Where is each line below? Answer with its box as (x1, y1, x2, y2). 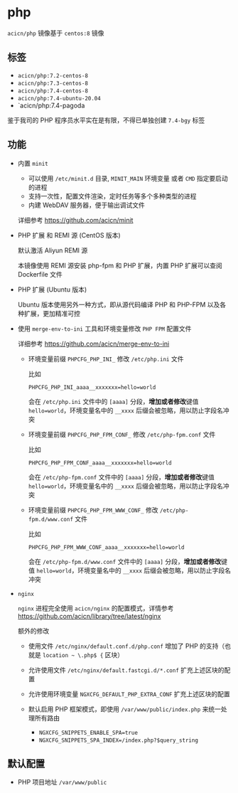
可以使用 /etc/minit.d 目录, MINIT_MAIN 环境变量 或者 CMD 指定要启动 (28, 174, 229, 182)
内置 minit (17, 159, 48, 167)
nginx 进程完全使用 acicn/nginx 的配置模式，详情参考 (17, 604, 174, 612)
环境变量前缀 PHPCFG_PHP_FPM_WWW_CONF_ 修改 (28, 506, 158, 514)
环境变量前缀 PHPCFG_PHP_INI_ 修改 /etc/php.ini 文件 (28, 354, 184, 363)
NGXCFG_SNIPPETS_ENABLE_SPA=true (38, 729, 139, 736)
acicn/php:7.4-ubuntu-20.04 (17, 95, 101, 102)
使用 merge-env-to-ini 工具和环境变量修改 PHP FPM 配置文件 (17, 324, 192, 333)
